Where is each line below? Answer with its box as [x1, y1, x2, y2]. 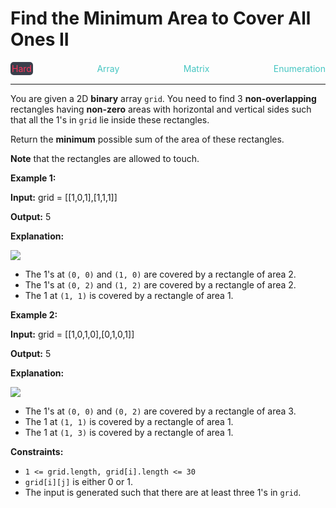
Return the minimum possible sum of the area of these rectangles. [10, 133, 285, 145]
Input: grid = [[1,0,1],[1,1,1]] [10, 191, 118, 203]
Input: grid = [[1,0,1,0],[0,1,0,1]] [10, 328, 135, 340]
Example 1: [10, 172, 57, 184]
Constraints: [10, 445, 64, 457]
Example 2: [10, 308, 58, 321]
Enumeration [273, 62, 326, 74]
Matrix [183, 62, 210, 74]
